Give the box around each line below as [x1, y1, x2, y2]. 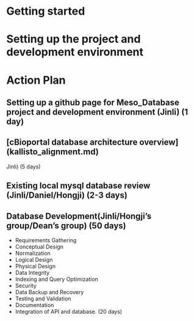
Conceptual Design [15, 243, 64, 250]
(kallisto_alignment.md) [6, 146, 99, 157]
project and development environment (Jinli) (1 [6, 107, 189, 117]
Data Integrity [15, 269, 50, 276]
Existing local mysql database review [6, 181, 151, 191]
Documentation [15, 301, 54, 309]
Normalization [15, 249, 51, 257]
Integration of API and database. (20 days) [15, 308, 123, 315]
